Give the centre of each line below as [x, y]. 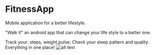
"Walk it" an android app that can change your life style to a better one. [78, 32]
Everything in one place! [30, 47]
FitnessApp [29, 9]
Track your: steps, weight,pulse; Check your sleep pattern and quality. [77, 42]
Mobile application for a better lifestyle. [45, 23]
